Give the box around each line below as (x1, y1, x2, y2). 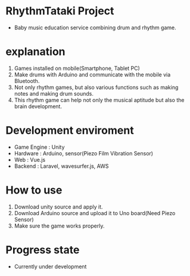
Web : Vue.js (14, 156, 46, 163)
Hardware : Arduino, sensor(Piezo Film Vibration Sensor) (14, 149, 153, 157)
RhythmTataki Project (5, 4, 114, 18)
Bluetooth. (14, 77, 40, 84)
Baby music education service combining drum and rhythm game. (14, 24, 176, 31)
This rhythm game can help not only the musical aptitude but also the (14, 96, 185, 103)
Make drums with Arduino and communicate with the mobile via (14, 70, 171, 78)
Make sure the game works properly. (14, 222, 105, 229)
